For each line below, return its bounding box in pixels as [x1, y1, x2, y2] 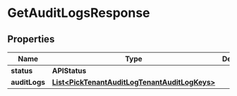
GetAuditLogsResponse [7, 5, 150, 21]
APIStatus [51, 66, 87, 76]
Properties [7, 33, 55, 45]
